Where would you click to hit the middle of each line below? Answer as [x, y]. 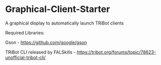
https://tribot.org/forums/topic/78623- [116, 52]
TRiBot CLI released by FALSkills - [41, 52]
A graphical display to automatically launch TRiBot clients [65, 23]
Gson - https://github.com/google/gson [46, 42]
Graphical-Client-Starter [58, 9]
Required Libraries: [25, 32]
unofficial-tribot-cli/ [26, 57]
